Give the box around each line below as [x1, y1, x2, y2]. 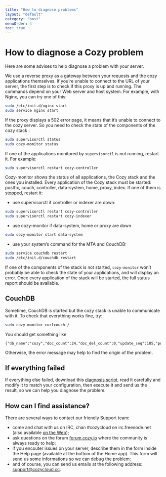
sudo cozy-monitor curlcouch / [5, 322, 70, 327]
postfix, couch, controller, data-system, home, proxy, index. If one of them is [5, 185, 161, 191]
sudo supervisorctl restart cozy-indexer [5, 214, 92, 219]
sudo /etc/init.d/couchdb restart [5, 255, 77, 260]
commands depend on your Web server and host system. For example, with [5, 88, 160, 94]
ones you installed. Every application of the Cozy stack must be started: [5, 179, 152, 185]
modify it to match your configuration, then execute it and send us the [5, 382, 147, 388]
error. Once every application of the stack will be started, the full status [5, 275, 150, 281]
